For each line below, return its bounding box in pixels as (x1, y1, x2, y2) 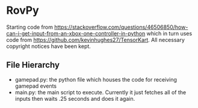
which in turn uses (146, 29, 193, 37)
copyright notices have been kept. (6, 43, 91, 50)
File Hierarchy (6, 60, 60, 70)
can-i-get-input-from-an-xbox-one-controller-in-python (6, 29, 146, 37)
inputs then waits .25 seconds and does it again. (14, 95, 135, 102)
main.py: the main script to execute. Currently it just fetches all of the (14, 88, 187, 96)
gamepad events (14, 82, 57, 89)
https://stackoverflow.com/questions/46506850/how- (54, 23, 188, 31)
